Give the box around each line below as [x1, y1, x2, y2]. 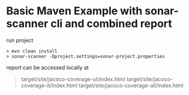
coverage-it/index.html [20, 82, 78, 89]
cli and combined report [50, 17, 172, 30]
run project [6, 36, 34, 44]
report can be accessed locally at [6, 64, 89, 71]
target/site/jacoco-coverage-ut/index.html [20, 75, 125, 82]
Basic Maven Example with [6, 4, 143, 18]
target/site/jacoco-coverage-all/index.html [79, 82, 184, 89]
